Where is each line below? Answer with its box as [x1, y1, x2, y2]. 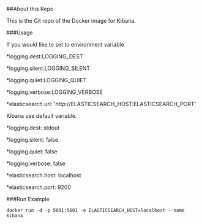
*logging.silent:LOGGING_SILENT [6, 64, 91, 72]
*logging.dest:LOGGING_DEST [6, 53, 84, 60]
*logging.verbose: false [6, 160, 65, 167]
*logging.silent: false [6, 136, 59, 143]
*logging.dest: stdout [6, 124, 60, 131]
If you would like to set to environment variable [6, 41, 124, 48]
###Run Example [6, 196, 50, 203]
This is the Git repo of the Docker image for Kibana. [6, 17, 137, 24]
